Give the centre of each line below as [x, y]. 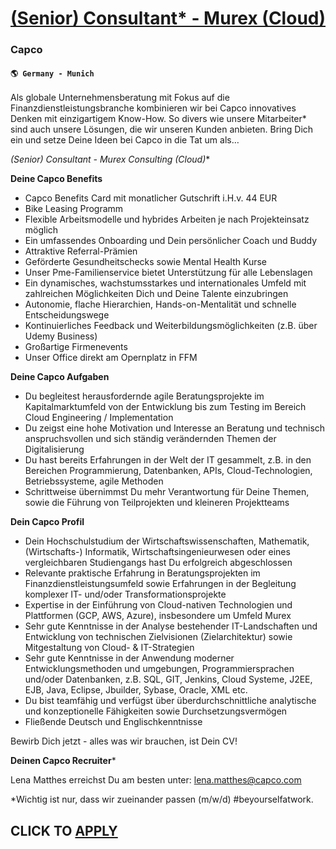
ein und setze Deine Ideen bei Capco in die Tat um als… [125, 140]
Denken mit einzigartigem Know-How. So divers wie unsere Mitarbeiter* [158, 119]
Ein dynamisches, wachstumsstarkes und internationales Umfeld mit [165, 283]
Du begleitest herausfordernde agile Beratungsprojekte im [144, 396]
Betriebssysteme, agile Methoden [94, 481]
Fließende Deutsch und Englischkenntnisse [113, 722]
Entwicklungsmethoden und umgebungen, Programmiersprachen [159, 669]
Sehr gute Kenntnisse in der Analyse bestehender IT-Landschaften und [171, 626]
